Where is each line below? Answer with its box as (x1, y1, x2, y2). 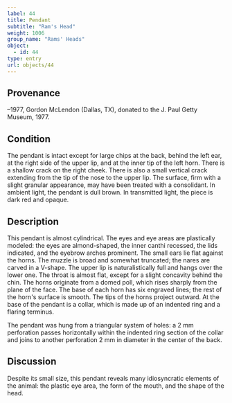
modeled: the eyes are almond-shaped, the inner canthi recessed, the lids (7, 242, 218, 250)
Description (7, 215, 59, 227)
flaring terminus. (7, 307, 54, 316)
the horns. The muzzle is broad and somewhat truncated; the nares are (7, 256, 211, 265)
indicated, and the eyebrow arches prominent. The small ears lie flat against (7, 249, 224, 257)
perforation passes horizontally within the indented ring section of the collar (7, 328, 224, 337)
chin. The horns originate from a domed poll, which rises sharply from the (7, 278, 217, 287)
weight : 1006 (7, 29, 45, 37)
